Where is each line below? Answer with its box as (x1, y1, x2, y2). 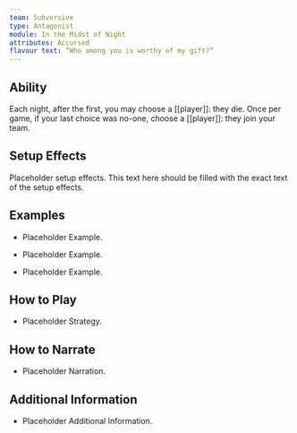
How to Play (9, 292, 78, 307)
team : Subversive (9, 13, 74, 22)
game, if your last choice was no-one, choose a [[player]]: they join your (9, 113, 276, 124)
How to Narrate (9, 342, 96, 357)
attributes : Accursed (9, 38, 90, 48)
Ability (9, 80, 47, 95)
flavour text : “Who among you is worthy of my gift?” (9, 47, 215, 56)
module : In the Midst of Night (9, 30, 126, 39)
